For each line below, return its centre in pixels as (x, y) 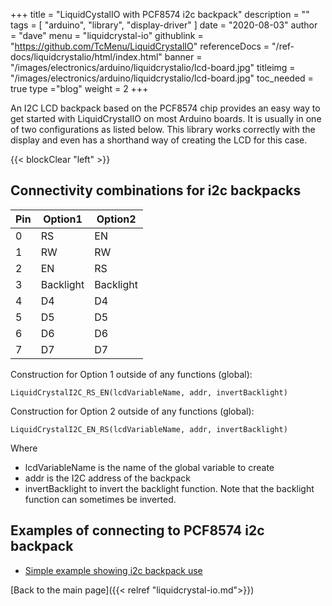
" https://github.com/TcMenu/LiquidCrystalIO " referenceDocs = (140, 46)
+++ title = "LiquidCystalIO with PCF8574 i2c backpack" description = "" (160, 14)
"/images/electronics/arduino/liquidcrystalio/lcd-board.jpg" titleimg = (153, 67)
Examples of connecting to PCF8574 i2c (137, 530)
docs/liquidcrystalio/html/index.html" (86, 57)
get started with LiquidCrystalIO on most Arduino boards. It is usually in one (166, 118)
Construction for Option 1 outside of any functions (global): (131, 374)
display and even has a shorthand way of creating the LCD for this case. (159, 140)
